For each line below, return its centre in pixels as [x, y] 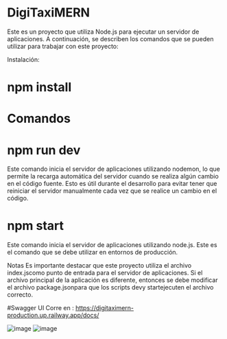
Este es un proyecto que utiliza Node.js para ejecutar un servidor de [103, 32]
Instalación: [23, 59]
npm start [35, 226]
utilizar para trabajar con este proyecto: [63, 46]
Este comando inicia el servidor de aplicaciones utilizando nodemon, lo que [114, 169]
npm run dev [44, 150]
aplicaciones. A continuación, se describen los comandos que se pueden [110, 38]
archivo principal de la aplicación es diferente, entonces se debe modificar [112, 280]
